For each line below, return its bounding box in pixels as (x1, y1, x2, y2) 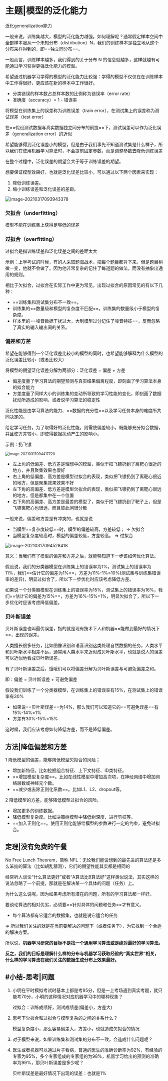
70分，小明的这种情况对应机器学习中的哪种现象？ (21, 994, 123, 1000)
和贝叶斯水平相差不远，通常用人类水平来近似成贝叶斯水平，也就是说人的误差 (5, 649, 163, 655)
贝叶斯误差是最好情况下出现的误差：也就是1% (12, 1070, 106, 1076)
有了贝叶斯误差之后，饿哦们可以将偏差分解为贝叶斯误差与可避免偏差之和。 (5, 666, 158, 672)
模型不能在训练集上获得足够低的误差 (5, 222, 80, 228)
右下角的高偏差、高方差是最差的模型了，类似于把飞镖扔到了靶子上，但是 (12, 499, 161, 505)
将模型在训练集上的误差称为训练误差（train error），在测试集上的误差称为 (5, 107, 155, 114)
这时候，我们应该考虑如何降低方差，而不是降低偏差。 (5, 726, 115, 732)
